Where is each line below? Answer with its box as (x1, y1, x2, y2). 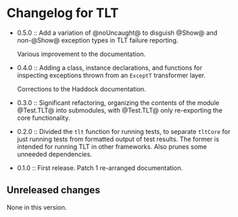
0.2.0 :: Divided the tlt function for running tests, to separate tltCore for (16, 127, 231, 135)
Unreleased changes (6, 184, 101, 196)
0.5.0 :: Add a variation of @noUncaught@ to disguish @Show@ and (16, 28, 218, 37)
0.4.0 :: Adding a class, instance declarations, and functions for (16, 63, 202, 72)
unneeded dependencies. (16, 150, 92, 158)
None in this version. (6, 203, 67, 211)
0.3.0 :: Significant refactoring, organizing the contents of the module (16, 98, 220, 107)
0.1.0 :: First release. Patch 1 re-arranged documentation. (16, 163, 183, 172)
